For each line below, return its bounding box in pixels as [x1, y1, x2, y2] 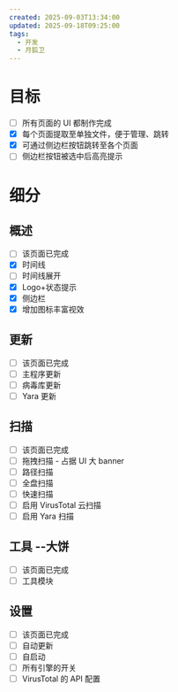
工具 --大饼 [9, 539, 70, 554]
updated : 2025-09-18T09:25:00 [9, 21, 121, 30]
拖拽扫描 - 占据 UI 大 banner [21, 455, 125, 465]
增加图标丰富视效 [21, 304, 85, 314]
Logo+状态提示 [21, 281, 78, 292]
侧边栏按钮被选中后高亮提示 [21, 151, 123, 162]
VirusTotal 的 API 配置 [21, 673, 101, 684]
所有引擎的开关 [21, 662, 77, 673]
